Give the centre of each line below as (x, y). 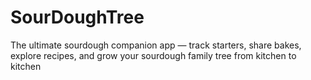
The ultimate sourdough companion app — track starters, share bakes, (156, 45)
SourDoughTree (77, 17)
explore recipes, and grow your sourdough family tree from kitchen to (153, 55)
